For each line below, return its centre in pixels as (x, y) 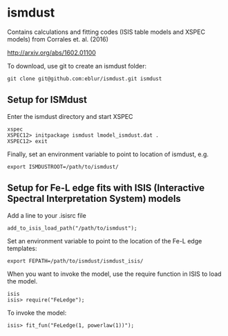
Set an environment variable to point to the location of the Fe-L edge (105, 241)
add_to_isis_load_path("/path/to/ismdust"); (72, 228)
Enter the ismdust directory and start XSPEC (70, 116)
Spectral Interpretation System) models (94, 199)
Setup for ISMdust (47, 100)
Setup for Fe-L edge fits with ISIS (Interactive (106, 188)
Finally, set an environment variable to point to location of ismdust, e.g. (108, 154)
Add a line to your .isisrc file (47, 215)
